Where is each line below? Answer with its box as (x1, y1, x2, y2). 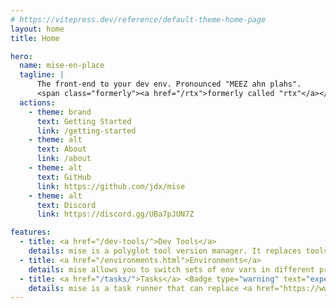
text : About (36, 144, 87, 155)
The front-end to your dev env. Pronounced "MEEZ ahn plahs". (36, 79, 302, 90)
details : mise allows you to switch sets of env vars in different (28, 264, 315, 275)
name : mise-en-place (19, 61, 105, 71)
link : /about (36, 154, 92, 164)
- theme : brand (28, 107, 92, 117)
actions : (19, 97, 56, 108)
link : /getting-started (36, 126, 137, 136)
